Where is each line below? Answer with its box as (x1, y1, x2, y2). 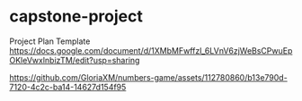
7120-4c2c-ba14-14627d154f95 (9, 81, 127, 92)
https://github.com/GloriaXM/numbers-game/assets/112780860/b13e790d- (9, 72, 288, 82)
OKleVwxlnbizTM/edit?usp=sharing (9, 55, 140, 65)
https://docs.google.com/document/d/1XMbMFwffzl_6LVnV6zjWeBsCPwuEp (9, 45, 293, 55)
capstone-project (9, 6, 144, 27)
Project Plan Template (9, 36, 91, 46)
